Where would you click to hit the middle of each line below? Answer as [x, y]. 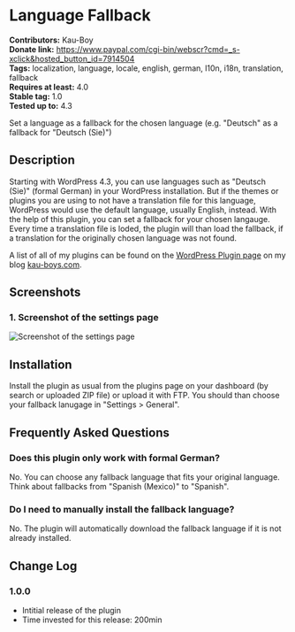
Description [42, 160]
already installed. [41, 538]
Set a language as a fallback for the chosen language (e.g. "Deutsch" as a [144, 123]
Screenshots [45, 293]
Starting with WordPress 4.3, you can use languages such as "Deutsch [138, 181]
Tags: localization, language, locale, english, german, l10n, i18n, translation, [147, 68]
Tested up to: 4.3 [41, 105]
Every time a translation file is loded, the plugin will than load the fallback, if [147, 228]
